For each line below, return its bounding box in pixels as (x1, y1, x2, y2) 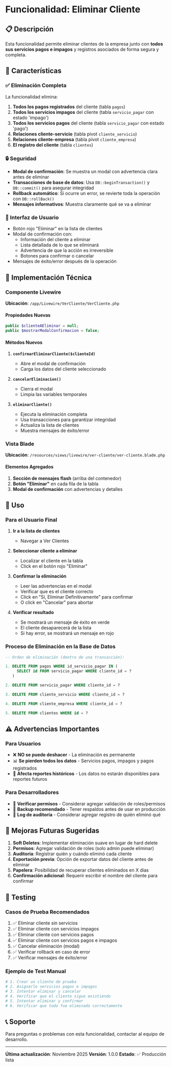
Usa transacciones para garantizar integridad (20, 417, 116, 423)
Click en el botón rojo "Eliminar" (20, 563, 88, 569)
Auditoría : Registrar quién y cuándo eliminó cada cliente (12, 851, 132, 857)
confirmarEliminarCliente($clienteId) (12, 351, 96, 357)
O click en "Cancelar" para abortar (20, 599, 94, 606)
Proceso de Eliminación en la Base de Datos (5, 643, 116, 650)
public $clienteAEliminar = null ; (5, 323, 79, 329)
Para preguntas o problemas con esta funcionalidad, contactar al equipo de (5, 1031, 165, 1037)
